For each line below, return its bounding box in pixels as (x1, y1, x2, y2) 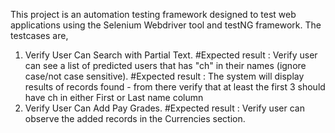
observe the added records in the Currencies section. (24, 113, 246, 124)
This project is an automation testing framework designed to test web (10, 9, 297, 20)
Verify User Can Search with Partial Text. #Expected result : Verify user (24, 49, 318, 61)
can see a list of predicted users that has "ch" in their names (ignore (24, 60, 307, 71)
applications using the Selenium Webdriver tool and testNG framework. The (10, 19, 322, 31)
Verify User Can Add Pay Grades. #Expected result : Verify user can (24, 102, 305, 114)
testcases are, (10, 30, 69, 41)
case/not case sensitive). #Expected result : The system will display (24, 70, 305, 82)
